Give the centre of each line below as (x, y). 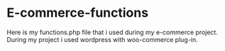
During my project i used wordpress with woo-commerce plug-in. (102, 39)
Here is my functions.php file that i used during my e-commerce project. (112, 32)
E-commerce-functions (78, 13)
